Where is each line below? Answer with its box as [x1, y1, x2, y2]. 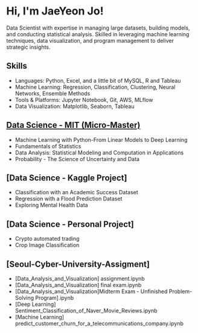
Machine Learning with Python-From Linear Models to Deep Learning [14, 136, 188, 143]
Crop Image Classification [14, 241, 80, 249]
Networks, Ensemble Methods [14, 89, 91, 97]
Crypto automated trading [14, 235, 80, 243]
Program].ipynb [35, 294, 74, 301]
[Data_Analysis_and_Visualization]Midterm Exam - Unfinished [14, 288, 168, 295]
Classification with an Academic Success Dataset [14, 189, 139, 196]
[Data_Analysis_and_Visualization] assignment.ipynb [14, 275, 145, 282]
